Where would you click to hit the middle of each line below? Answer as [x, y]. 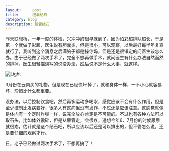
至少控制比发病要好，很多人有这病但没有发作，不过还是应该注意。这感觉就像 [84, 108]
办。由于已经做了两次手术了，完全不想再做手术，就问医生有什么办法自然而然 [84, 58]
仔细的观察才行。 [31, 133]
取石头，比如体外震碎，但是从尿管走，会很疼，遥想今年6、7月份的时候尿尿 [83, 120]
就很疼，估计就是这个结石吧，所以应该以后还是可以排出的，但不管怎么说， [82, 127]
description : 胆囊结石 [27, 24]
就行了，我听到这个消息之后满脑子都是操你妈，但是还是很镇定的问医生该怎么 [84, 51]
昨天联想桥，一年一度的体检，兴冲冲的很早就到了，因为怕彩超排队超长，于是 [84, 39]
